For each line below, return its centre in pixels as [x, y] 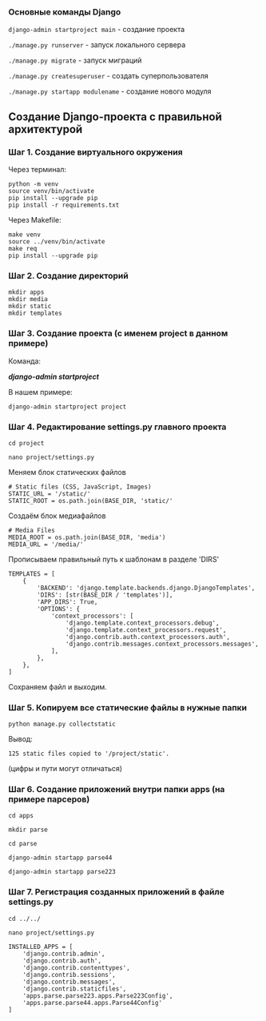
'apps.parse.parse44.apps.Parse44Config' [92, 1003]
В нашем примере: [41, 392]
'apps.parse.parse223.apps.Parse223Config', [98, 995]
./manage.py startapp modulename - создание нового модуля [110, 91]
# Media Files [32, 530]
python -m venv [34, 184]
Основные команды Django [65, 12]
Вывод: [21, 739]
